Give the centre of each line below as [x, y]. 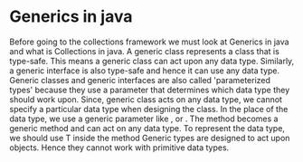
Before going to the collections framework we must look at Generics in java [149, 42]
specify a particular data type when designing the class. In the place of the [149, 109]
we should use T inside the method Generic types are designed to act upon [150, 138]
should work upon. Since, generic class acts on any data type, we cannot [146, 99]
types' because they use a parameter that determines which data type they [150, 90]
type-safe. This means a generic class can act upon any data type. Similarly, [152, 61]
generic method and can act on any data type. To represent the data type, [147, 128]
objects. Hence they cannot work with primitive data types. [119, 148]
